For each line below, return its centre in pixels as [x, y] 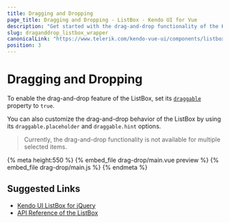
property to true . [31, 105]
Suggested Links [44, 189]
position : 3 [24, 45]
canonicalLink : [29, 39]
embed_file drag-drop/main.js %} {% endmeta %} [77, 167]
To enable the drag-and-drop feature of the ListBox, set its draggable [104, 98]
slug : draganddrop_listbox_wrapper [58, 33]
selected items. [45, 146]
